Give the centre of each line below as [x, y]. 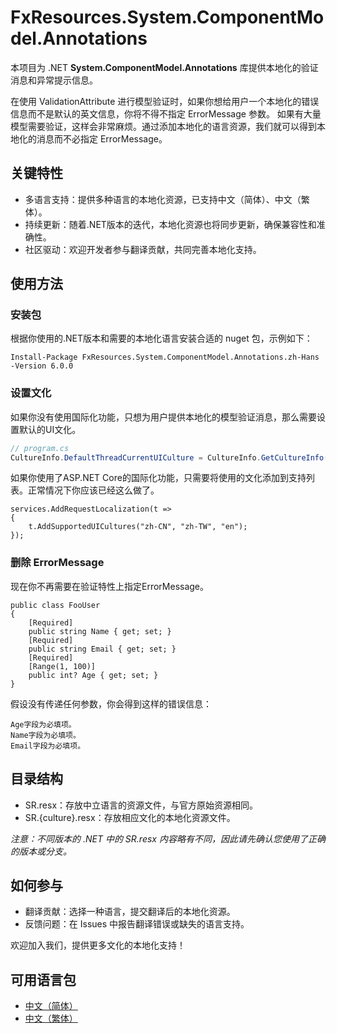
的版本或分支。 [41, 851]
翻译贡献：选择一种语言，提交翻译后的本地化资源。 [130, 912]
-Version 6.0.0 [42, 366]
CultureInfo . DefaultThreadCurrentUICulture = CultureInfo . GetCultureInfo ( [169, 457]
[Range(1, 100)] [62, 666]
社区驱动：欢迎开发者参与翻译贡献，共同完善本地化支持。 [143, 249]
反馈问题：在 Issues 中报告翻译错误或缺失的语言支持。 [137, 924]
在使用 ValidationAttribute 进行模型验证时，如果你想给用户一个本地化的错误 [165, 101]
